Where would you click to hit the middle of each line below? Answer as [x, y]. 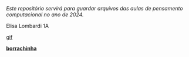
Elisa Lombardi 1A [27, 26]
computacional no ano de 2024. [45, 15]
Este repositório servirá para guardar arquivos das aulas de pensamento [95, 8]
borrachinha [21, 48]
